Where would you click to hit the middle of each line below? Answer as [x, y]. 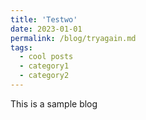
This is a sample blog [54, 103]
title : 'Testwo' [44, 19]
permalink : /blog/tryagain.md [73, 38]
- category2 [44, 76]
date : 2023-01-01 [46, 29]
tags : [21, 47]
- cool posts [46, 57]
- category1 [44, 66]
